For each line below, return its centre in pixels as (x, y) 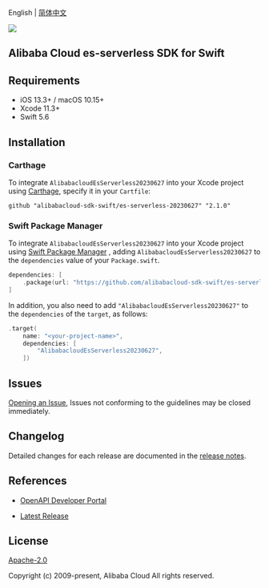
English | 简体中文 (38, 12)
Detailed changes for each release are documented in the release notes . (127, 456)
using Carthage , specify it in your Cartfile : (79, 191)
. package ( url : (46, 283)
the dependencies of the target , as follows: (78, 314)
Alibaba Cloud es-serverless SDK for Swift (117, 53)
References (38, 481)
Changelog (36, 436)
